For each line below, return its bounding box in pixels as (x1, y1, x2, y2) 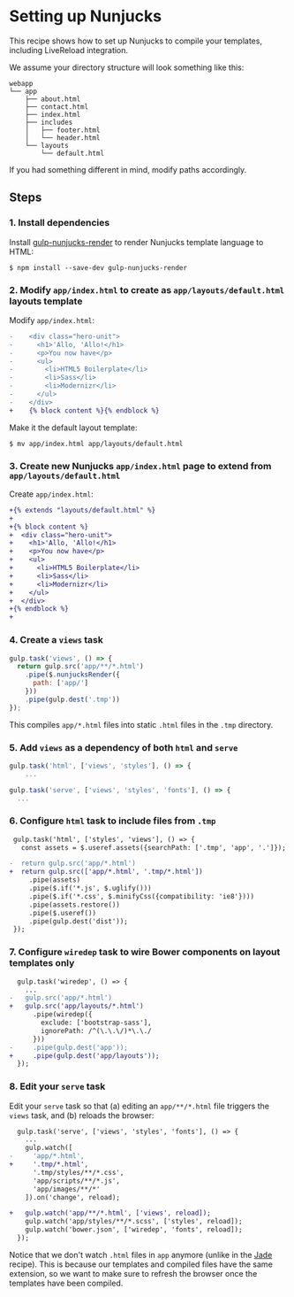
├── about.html (25, 95, 81, 104)
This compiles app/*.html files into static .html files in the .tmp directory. (9, 719, 274, 730)
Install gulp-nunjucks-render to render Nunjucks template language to (9, 236, 264, 247)
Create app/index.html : (9, 489, 94, 499)
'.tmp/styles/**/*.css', (32, 1168, 124, 1177)
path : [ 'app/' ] (32, 679, 89, 688)
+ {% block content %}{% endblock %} (9, 405, 161, 415)
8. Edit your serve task (9, 1080, 106, 1092)
